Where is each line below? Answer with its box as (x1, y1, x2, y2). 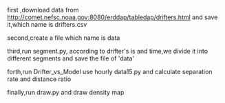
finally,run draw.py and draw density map (7, 89, 125, 96)
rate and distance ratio (7, 75, 72, 83)
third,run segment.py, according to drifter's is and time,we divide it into (7, 47, 208, 55)
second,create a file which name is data (7, 34, 120, 42)
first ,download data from (7, 6, 79, 14)
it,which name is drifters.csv (7, 21, 87, 28)
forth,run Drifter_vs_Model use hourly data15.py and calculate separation (7, 68, 213, 76)
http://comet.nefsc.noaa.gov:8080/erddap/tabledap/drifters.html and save (7, 13, 218, 21)
